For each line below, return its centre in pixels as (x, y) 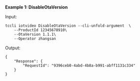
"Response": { (28, 61)
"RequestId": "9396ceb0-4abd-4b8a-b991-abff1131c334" (79, 66)
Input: (11, 17)
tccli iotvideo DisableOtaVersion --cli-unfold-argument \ (68, 26)
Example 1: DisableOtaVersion (36, 7)
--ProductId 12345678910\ (41, 30)
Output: (13, 48)
